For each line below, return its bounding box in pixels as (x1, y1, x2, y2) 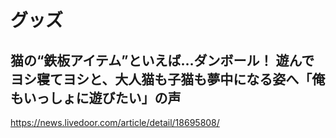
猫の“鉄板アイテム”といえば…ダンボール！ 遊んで (10, 52, 315, 69)
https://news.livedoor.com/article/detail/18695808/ (10, 117, 220, 128)
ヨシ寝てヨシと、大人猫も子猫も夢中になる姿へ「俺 (10, 71, 326, 88)
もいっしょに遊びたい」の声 (10, 89, 182, 106)
